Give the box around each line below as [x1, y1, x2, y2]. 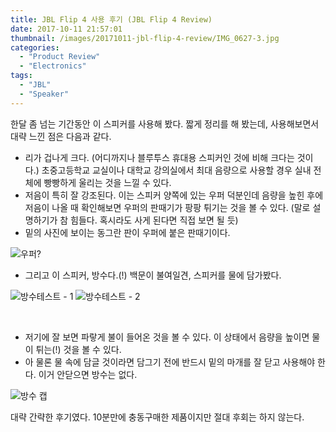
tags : [10, 71, 33, 81]
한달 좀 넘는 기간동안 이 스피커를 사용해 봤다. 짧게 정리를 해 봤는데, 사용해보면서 [10, 117, 320, 130]
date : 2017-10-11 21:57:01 [10, 24, 123, 34]
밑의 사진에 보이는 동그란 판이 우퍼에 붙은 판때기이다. [24, 226, 231, 238]
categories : [10, 42, 60, 53]
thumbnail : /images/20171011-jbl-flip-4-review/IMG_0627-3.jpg [10, 33, 280, 43]
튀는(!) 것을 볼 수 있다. [35, 343, 122, 355]
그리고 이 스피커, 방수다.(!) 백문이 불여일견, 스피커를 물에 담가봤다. [24, 269, 282, 281]
